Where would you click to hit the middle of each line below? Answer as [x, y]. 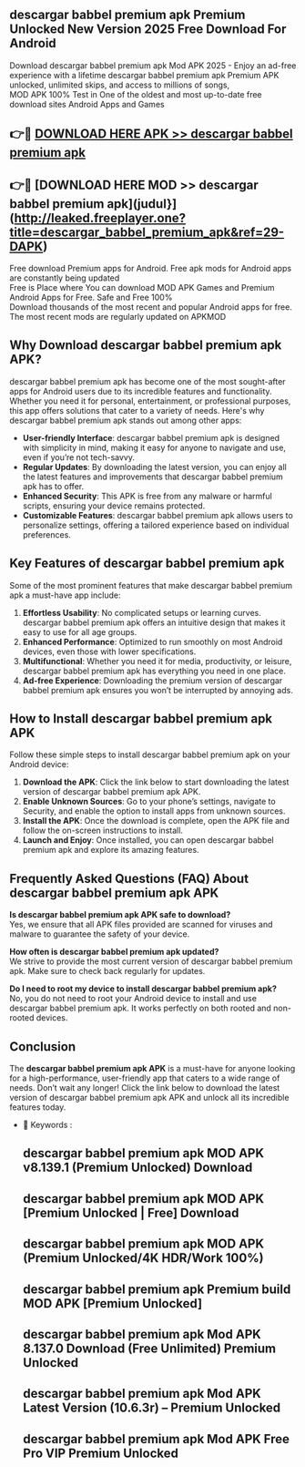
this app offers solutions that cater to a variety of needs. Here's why [137, 410]
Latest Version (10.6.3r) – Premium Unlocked [152, 1408]
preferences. [46, 534]
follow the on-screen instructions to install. [103, 831]
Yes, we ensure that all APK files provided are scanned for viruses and [141, 925]
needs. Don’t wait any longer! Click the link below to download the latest [145, 1088]
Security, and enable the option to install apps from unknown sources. [154, 811]
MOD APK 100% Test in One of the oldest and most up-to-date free [136, 94]
